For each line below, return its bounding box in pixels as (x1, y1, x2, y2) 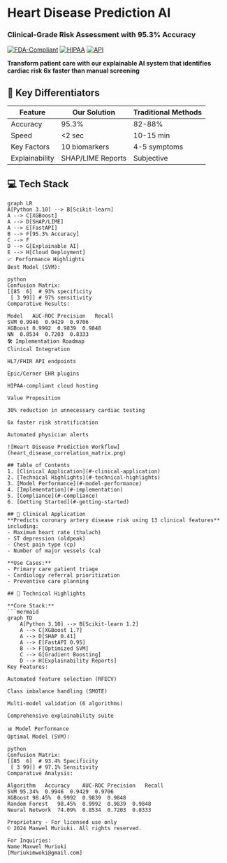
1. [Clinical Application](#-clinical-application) (7, 468, 161, 475)
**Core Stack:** (7, 603, 54, 610)
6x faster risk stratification (7, 419, 98, 427)
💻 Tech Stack (7, 178, 69, 190)
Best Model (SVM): (7, 264, 61, 271)
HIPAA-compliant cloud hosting (7, 383, 98, 390)
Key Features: (7, 663, 49, 671)
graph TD (7, 614, 33, 622)
